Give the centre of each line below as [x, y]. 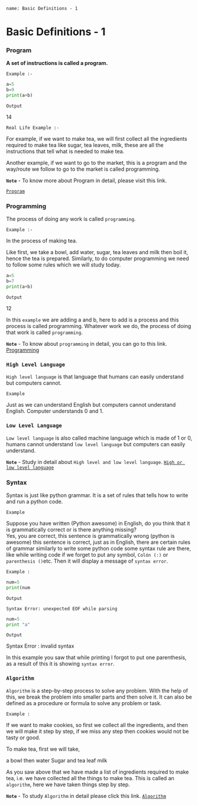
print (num [18, 587]
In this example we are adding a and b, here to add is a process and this [92, 320]
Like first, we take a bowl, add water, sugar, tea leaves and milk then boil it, [97, 252]
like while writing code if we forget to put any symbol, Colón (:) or [87, 554]
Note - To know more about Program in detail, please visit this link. [87, 181]
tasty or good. [23, 737]
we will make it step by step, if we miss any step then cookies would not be [98, 731]
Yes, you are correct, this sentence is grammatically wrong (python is [91, 535]
